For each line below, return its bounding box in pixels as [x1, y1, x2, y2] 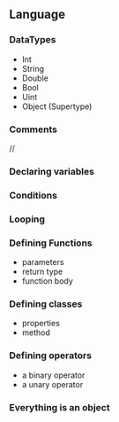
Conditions [9, 189, 57, 201]
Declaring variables [9, 165, 95, 177]
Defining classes [9, 297, 83, 309]
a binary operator [21, 370, 86, 380]
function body [21, 276, 73, 286]
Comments [9, 123, 57, 136]
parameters [21, 257, 64, 268]
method [21, 327, 51, 338]
